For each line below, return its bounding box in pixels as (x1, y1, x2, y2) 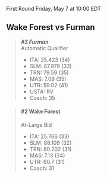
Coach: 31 (29, 164, 55, 172)
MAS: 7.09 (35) (29, 75, 67, 83)
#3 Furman (20, 38, 49, 45)
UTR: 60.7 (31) (29, 158, 65, 166)
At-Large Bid (20, 121, 52, 129)
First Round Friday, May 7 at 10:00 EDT (6, 5, 101, 12)
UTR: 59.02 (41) (29, 81, 68, 89)
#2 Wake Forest (20, 108, 61, 115)
